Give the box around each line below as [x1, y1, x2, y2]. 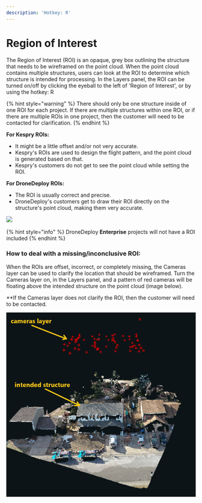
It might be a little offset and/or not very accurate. [14, 142, 138, 150]
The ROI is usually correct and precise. [14, 191, 111, 199]
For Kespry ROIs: [6, 131, 50, 138]
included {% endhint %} [6, 235, 66, 242]
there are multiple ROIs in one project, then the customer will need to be [6, 113, 185, 120]
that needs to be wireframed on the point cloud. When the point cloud [6, 63, 179, 70]
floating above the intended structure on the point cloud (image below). [6, 282, 183, 289]
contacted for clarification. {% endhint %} [6, 119, 110, 126]
